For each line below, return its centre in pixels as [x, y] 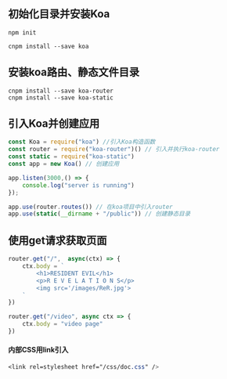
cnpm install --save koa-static [61, 97]
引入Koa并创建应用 [54, 124]
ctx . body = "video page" [63, 324]
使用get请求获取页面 [58, 240]
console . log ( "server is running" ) [78, 185]
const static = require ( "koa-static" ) [71, 157]
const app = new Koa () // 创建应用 [64, 164]
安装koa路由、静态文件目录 [74, 72]
